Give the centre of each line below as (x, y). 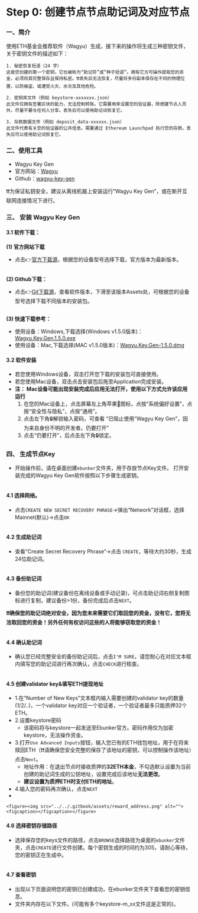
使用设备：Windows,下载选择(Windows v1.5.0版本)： (79, 331)
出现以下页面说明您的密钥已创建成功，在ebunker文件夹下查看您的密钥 (100, 889)
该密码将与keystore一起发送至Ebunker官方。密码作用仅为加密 (98, 728)
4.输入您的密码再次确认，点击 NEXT (56, 789)
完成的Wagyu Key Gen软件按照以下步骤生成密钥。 (81, 475)
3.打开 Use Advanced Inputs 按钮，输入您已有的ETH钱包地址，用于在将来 (102, 743)
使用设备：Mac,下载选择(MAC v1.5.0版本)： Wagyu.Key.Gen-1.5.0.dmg (99, 345)
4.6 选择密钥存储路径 (32, 826)
